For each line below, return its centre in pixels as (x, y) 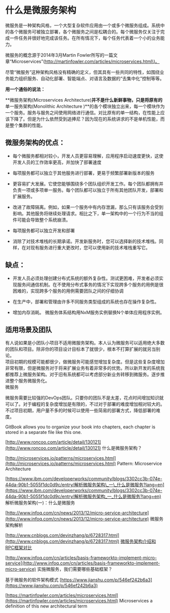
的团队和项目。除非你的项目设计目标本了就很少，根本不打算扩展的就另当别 (83, 349)
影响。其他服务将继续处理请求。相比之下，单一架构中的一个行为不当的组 (88, 213)
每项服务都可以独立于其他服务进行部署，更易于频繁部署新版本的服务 (83, 173)
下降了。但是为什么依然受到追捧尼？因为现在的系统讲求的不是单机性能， (85, 119)
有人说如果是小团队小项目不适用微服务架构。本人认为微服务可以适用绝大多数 (85, 343)
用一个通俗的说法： (25, 89)
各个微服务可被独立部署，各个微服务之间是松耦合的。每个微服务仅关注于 (85, 31)
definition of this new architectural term (46, 606)
